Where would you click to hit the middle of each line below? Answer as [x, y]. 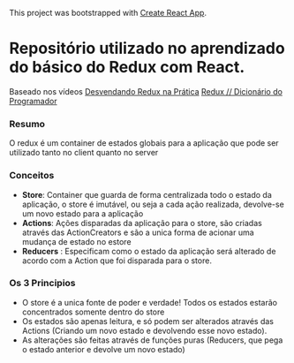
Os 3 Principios [43, 284]
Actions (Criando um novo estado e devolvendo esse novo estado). [144, 330]
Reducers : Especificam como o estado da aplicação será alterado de [149, 251]
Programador [33, 101]
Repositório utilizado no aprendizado [147, 49]
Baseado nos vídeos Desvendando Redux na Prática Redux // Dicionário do [146, 91]
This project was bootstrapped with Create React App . [108, 13]
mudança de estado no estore [76, 241]
